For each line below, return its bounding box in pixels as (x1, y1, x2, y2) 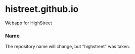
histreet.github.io (5, 3, 79, 15)
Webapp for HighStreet (5, 20, 52, 26)
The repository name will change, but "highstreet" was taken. (5, 44, 130, 50)
